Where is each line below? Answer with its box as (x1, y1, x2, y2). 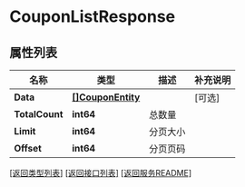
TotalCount (14, 108, 64, 120)
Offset (14, 143, 43, 154)
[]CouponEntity (72, 91, 141, 103)
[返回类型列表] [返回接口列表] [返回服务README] (9, 168, 192, 178)
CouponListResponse (9, 6, 176, 27)
